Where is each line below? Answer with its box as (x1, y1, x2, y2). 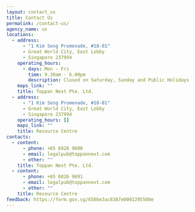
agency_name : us (6, 26, 48, 32)
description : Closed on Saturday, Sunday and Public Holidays (28, 77, 190, 83)
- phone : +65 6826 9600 (22, 145, 83, 152)
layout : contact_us (6, 9, 56, 15)
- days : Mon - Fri (22, 65, 69, 72)
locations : (6, 32, 34, 38)
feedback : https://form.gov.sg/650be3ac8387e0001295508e (6, 196, 154, 202)
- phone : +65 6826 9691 (22, 174, 83, 180)
